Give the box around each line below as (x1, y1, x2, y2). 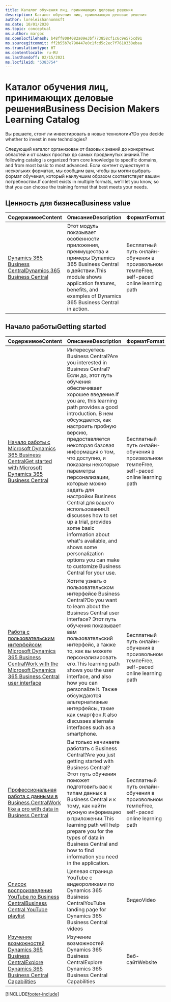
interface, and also (67, 673, 112, 680)
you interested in (67, 359, 107, 366)
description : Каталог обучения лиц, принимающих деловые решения (5, 12, 147, 17)
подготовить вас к (67, 783, 112, 790)
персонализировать (67, 654, 117, 661)
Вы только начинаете (67, 738, 120, 745)
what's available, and (67, 537, 118, 544)
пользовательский (67, 635, 113, 642)
